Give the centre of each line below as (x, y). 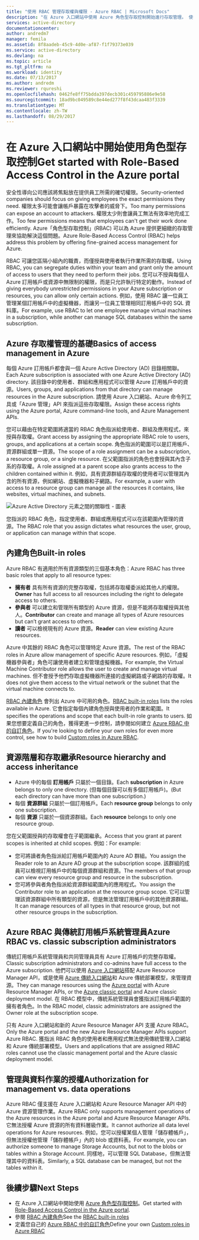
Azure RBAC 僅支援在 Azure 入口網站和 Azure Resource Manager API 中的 (96, 1104)
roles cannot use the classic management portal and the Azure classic (92, 1053)
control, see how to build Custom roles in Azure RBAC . (73, 737)
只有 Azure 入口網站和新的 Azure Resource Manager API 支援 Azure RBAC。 (99, 1025)
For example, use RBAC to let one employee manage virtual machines (106, 310)
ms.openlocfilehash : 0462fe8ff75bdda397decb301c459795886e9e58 (86, 94)
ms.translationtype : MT (36, 105)
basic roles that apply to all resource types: (59, 575)
